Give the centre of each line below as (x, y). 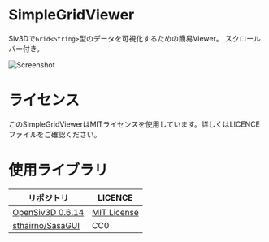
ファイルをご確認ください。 (55, 134)
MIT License (116, 212)
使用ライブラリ (59, 170)
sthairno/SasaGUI (46, 225)
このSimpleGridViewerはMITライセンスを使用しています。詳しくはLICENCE (134, 124)
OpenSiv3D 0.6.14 (48, 212)
